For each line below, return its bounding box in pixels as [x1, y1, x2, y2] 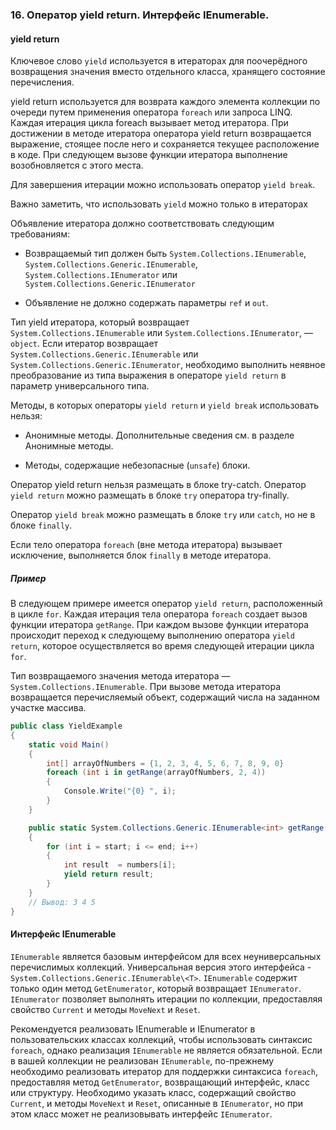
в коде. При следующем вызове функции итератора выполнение [10, 149, 288, 161]
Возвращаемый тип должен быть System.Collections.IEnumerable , [24, 248, 307, 260]
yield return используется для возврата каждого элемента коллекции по [10, 96, 321, 108]
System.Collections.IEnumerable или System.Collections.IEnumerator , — [10, 327, 313, 339]
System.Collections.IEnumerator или [24, 269, 178, 281]
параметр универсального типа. [10, 380, 150, 392]
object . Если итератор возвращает [10, 338, 159, 350]
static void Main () [28, 739, 110, 750]
